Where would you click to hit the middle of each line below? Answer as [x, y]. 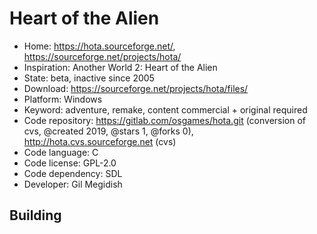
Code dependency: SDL [73, 173]
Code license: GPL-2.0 [70, 163]
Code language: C [61, 152]
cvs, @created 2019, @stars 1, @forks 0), [108, 131]
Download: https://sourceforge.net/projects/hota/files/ [136, 88]
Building [35, 215]
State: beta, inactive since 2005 [89, 78]
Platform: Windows [63, 99]
